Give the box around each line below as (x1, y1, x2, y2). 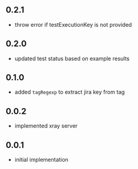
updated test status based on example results (14, 55, 130, 62)
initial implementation (14, 156, 68, 164)
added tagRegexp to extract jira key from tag (14, 88, 125, 96)
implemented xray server (14, 122, 78, 129)
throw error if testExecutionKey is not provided (14, 21, 133, 28)
